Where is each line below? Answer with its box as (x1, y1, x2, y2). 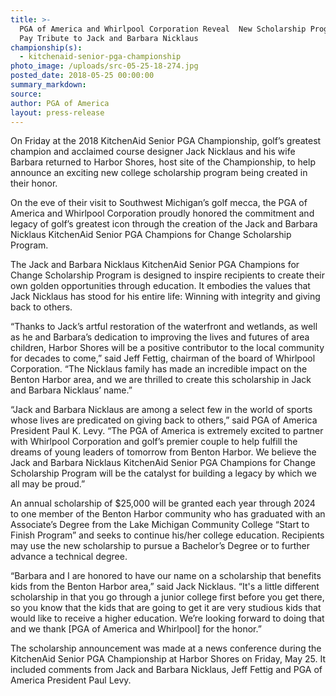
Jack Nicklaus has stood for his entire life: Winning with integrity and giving (10, 291, 321, 303)
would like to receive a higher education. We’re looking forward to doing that (10, 612, 325, 625)
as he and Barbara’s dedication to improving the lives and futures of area (10, 331, 310, 343)
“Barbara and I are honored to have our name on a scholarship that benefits (10, 570, 322, 582)
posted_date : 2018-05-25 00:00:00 (10, 71, 155, 81)
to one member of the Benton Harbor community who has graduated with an (10, 508, 326, 520)
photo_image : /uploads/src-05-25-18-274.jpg (10, 61, 199, 71)
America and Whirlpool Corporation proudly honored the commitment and (10, 207, 315, 220)
